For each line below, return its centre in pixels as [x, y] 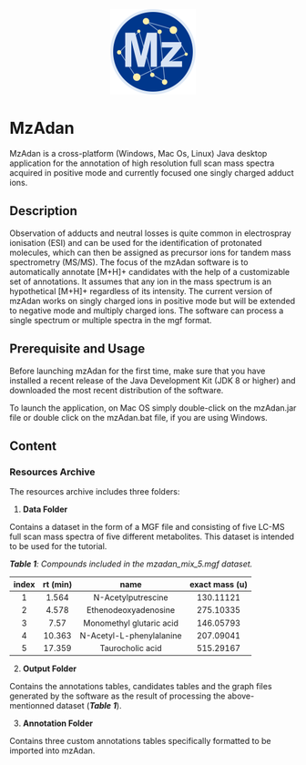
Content [33, 446]
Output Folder [50, 668]
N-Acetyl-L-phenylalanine [131, 635]
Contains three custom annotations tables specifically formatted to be [140, 740]
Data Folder [45, 509]
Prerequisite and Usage [77, 349]
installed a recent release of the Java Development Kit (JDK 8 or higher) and [153, 380]
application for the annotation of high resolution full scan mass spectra [142, 163]
